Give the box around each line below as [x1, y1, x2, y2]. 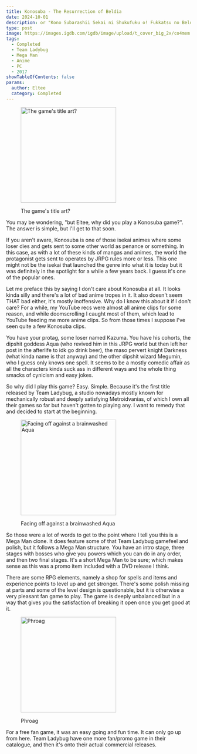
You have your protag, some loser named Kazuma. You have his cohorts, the [6, 334, 191, 341]
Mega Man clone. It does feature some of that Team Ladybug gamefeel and [6, 537, 189, 544]
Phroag [21, 717, 39, 724]
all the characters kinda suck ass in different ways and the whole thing [6, 365, 176, 372]
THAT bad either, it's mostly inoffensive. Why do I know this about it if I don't [6, 297, 191, 304]
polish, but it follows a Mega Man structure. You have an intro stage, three [6, 544, 185, 551]
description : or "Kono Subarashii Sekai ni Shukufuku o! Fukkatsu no [6, 19, 180, 25]
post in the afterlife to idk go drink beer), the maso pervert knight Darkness [6, 346, 188, 353]
